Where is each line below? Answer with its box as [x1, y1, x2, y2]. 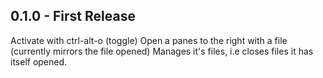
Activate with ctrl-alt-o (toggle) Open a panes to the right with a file [10, 34, 288, 46]
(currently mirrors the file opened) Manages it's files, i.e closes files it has [10, 45, 314, 57]
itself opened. [10, 55, 68, 68]
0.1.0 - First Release [10, 8, 136, 25]
